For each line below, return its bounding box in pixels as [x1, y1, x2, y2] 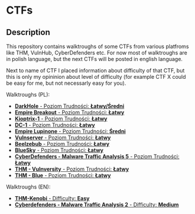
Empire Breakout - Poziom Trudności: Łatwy [14, 109, 125, 116]
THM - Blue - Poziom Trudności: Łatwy [14, 172, 111, 178]
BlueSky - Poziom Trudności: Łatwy [14, 146, 103, 154]
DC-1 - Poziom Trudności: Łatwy [14, 122, 96, 128]
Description [6, 27, 50, 37]
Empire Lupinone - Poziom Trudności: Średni [14, 128, 126, 135]
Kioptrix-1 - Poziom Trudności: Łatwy [14, 115, 108, 122]
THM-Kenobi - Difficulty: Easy [14, 195, 90, 202]
